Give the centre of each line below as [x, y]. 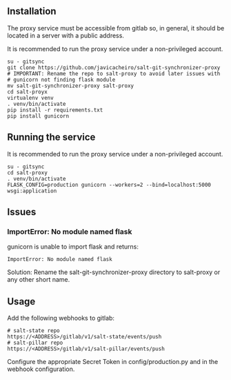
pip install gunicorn [38, 116]
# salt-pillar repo [35, 343]
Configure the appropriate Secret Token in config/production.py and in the [113, 362]
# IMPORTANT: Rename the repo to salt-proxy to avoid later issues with [114, 73]
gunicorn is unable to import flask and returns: [73, 247]
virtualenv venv [30, 98]
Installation [32, 11]
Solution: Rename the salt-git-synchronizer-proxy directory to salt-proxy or [114, 272]
